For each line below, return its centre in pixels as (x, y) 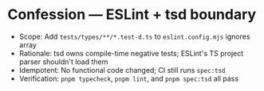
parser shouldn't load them (63, 62)
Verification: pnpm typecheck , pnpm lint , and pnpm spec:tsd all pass (129, 78)
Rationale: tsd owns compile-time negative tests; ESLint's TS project (131, 53)
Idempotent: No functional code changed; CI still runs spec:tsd (122, 70)
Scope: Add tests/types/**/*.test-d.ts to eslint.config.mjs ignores (134, 36)
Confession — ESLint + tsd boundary (132, 15)
